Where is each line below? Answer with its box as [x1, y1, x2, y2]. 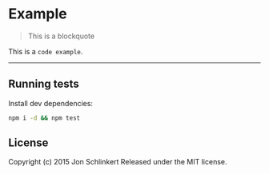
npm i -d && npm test [8, 113, 81, 122]
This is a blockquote [27, 31, 94, 41]
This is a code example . [8, 46, 83, 56]
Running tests [8, 77, 80, 91]
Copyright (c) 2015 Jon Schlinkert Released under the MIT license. [8, 157, 227, 167]
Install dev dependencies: [8, 98, 94, 108]
